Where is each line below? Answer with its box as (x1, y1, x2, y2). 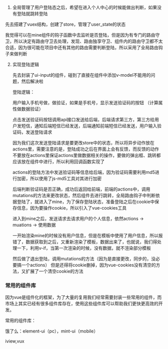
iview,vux (5, 338, 24, 344)
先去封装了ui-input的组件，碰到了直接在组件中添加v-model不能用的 (12, 72, 151, 78)
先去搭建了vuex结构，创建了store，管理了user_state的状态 (5, 22, 126, 27)
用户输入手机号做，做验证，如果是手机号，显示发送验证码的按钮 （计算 (12, 100, 158, 105)
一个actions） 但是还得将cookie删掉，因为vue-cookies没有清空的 (21, 262, 156, 268)
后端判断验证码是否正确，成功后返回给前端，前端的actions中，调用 (12, 186, 150, 192)
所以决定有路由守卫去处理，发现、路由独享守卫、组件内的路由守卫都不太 (13, 38, 163, 44)
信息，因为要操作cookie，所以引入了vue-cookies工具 (16, 205, 126, 211)
